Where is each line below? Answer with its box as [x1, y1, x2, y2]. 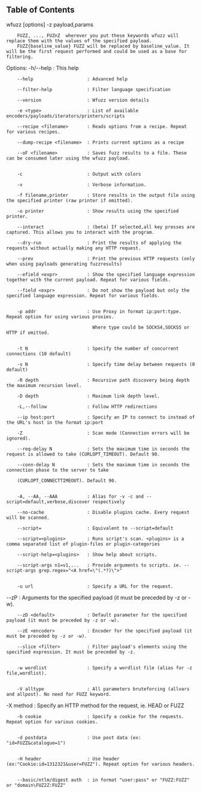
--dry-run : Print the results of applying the [17, 240, 182, 246]
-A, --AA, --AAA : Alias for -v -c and [17, 493, 144, 499]
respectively [92, 498, 125, 505]
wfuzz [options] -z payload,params [6, 21, 94, 28]
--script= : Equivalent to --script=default [17, 525, 173, 531]
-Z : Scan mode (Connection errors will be [17, 430, 190, 436]
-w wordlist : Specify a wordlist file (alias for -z [17, 664, 193, 671]
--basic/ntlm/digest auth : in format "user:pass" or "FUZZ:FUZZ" [17, 777, 190, 783]
